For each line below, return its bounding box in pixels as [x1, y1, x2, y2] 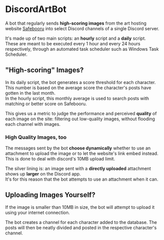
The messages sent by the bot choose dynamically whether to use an [5, 145, 151, 151]
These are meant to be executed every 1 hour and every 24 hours [5, 40, 140, 46]
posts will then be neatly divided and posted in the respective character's [5, 224, 157, 230]
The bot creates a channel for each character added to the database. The [5, 219, 157, 225]
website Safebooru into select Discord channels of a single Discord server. [5, 25, 159, 31]
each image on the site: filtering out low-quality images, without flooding [5, 116, 155, 122]
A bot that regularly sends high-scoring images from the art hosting [5, 20, 147, 26]
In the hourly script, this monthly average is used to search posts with [5, 95, 149, 101]
